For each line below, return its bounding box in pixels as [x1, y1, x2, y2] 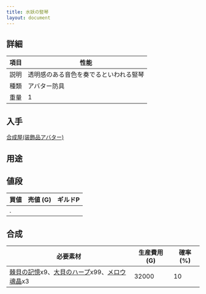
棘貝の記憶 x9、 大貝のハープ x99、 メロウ [9, 268, 126, 276]
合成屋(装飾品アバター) [6, 134, 64, 141]
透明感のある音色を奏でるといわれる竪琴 [28, 70, 145, 79]
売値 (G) [28, 195, 51, 204]
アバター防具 [28, 82, 65, 91]
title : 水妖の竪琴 [6, 9, 49, 15]
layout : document [6, 15, 51, 21]
